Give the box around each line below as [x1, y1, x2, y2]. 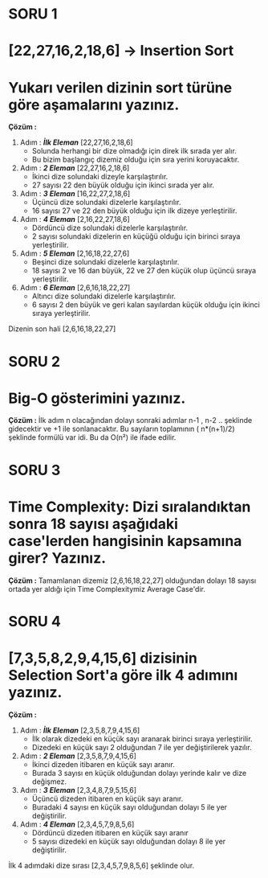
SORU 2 [8, 352, 61, 371]
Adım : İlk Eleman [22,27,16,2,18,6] [19, 137, 134, 147]
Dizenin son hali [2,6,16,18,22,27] [8, 324, 116, 334]
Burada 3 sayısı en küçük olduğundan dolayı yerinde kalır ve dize [31, 768, 247, 777]
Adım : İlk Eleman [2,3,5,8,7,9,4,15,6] [19, 725, 140, 735]
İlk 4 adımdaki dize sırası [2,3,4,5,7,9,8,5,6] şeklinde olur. [8, 860, 195, 870]
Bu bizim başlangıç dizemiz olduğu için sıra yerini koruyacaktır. [31, 154, 240, 165]
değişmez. [31, 777, 67, 786]
